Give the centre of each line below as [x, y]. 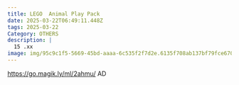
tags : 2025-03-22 [33, 27]
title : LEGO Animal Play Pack [54, 14]
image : [17, 54]
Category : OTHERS [33, 34]
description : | [30, 40]
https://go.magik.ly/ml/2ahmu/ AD [57, 73]
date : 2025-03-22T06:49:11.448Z [55, 21]
